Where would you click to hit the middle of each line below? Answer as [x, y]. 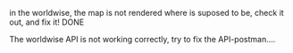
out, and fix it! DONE [47, 22]
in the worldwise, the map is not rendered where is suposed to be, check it [146, 13]
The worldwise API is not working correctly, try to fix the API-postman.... [142, 39]
